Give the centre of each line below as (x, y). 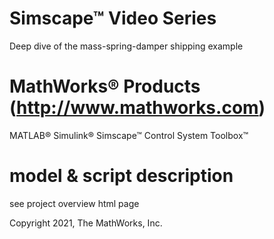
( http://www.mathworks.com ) (137, 108)
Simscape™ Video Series (113, 18)
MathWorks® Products (105, 86)
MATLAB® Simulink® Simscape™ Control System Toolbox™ (129, 135)
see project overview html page (74, 203)
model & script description (121, 176)
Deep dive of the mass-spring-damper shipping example (126, 46)
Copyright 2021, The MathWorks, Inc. (86, 223)
